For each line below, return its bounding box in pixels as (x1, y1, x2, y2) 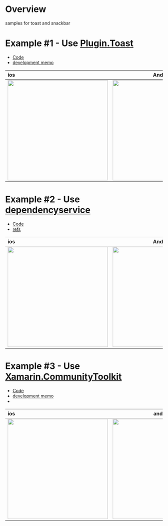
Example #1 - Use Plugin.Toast (5, 38, 134, 49)
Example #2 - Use (5, 194, 80, 205)
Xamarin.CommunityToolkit (5, 371, 122, 382)
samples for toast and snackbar (5, 20, 70, 26)
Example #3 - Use (5, 360, 80, 371)
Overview (5, 4, 46, 15)
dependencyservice (5, 204, 91, 216)
